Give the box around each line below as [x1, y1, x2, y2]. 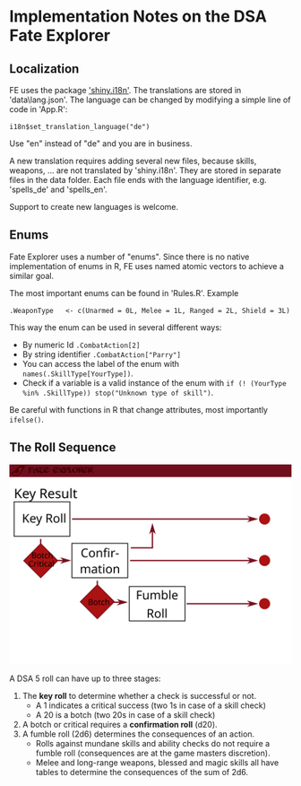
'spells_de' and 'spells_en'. [9, 184, 107, 195]
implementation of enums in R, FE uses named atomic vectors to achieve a [9, 260, 285, 271]
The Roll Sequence [9, 440, 116, 455]
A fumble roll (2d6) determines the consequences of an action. [21, 729, 255, 739]
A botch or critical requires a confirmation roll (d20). [21, 719, 218, 729]
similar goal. [9, 270, 55, 281]
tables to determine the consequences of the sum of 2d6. [35, 766, 249, 777]
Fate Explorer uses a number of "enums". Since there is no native [9, 251, 250, 262]
